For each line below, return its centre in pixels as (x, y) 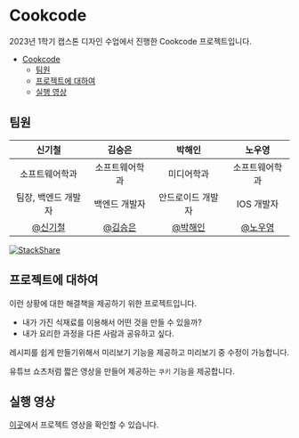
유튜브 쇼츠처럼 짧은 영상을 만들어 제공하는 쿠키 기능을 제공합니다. (122, 371)
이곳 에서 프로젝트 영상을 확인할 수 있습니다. (84, 425)
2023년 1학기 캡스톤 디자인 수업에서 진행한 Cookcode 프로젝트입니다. (130, 41)
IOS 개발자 (257, 204)
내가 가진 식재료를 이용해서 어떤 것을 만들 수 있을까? (112, 322)
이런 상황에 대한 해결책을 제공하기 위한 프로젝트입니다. (103, 303)
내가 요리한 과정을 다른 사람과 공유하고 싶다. (98, 333)
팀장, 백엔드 (39, 197)
